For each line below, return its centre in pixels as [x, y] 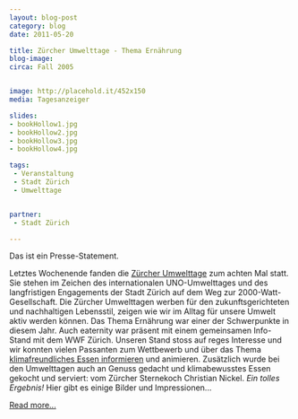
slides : [24, 116]
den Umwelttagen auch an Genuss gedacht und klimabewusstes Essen [140, 369]
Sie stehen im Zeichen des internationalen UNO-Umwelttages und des [139, 283]
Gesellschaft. [34, 302]
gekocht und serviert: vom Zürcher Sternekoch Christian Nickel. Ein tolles [145, 379]
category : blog [38, 26]
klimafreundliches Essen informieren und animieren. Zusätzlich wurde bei [145, 359]
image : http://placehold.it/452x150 [77, 92]
